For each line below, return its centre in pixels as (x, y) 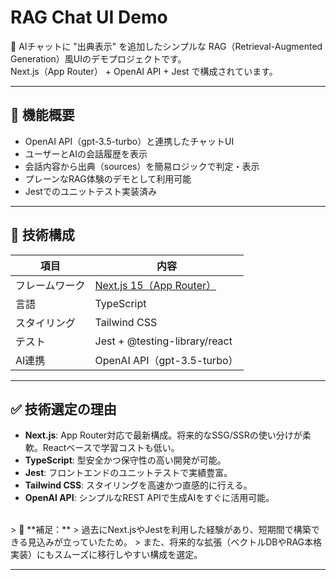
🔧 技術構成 (42, 235)
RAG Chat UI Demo (89, 17)
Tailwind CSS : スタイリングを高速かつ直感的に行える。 (138, 485)
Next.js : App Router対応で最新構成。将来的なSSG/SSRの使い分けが (163, 435)
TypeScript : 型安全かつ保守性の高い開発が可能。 (125, 460)
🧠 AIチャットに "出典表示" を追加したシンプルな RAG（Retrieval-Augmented (166, 46)
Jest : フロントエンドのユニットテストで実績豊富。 (128, 473)
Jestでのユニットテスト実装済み (90, 191)
